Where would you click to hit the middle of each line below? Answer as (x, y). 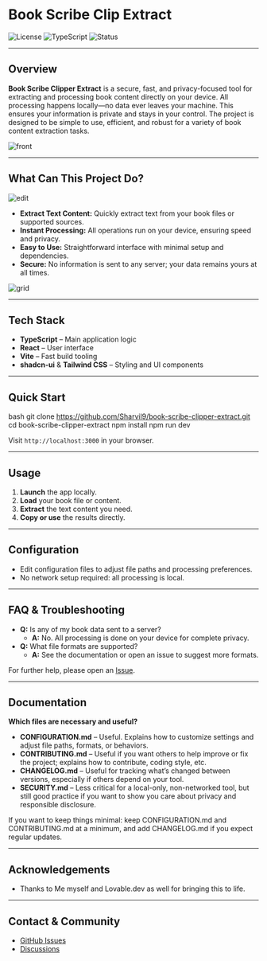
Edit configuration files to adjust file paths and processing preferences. (136, 569)
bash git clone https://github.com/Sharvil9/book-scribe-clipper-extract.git (129, 416)
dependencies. (44, 256)
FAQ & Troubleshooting (67, 610)
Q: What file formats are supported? (79, 646)
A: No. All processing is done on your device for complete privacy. (140, 638)
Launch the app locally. (58, 492)
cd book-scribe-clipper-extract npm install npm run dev (99, 425)
